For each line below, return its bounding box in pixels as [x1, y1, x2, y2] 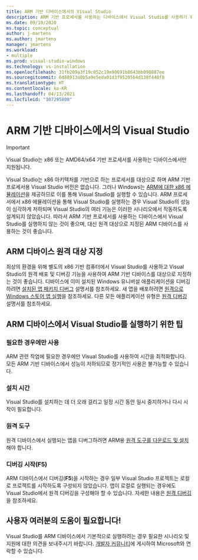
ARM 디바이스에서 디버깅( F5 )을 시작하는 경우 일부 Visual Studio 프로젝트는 [6, 474, 179, 481]
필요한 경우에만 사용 [6, 338, 60, 346]
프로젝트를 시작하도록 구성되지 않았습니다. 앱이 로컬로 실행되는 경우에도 [12, 482, 176, 489]
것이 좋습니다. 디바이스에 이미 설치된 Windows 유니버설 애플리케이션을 [12, 278, 175, 285]
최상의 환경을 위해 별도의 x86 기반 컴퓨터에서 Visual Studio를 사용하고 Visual [6, 263, 184, 271]
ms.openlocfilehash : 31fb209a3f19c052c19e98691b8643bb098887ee [6, 69, 165, 75]
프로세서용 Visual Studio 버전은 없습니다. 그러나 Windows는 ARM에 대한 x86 [6, 183, 184, 190]
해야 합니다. [6, 444, 34, 451]
